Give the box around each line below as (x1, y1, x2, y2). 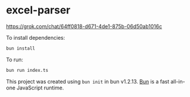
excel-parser (6, 4, 70, 17)
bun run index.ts (6, 67, 49, 73)
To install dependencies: (6, 34, 66, 41)
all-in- (170, 78, 185, 85)
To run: (6, 56, 23, 63)
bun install (6, 45, 35, 51)
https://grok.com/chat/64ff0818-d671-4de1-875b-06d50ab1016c (6, 23, 162, 30)
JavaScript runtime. (16, 84, 65, 91)
